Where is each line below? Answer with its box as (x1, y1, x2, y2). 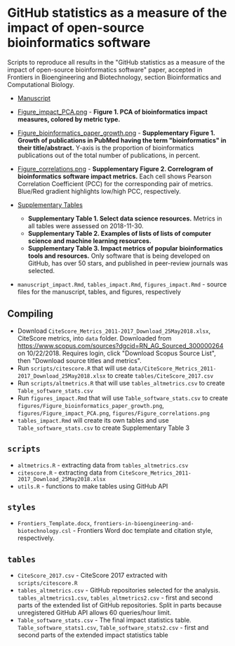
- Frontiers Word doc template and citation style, (72, 527, 213, 535)
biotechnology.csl (17, 528, 72, 535)
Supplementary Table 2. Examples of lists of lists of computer (27, 229, 212, 237)
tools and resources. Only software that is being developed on (27, 251, 210, 260)
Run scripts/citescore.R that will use (17, 364, 127, 372)
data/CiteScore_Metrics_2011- (128, 365, 217, 372)
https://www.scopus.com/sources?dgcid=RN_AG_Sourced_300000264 (17, 341, 224, 350)
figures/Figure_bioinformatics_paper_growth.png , (17, 401, 165, 409)
